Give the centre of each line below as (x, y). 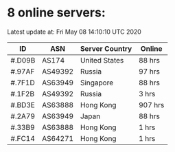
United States (102, 60)
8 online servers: (56, 13)
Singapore (97, 83)
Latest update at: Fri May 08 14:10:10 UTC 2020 (74, 32)
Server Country (106, 48)
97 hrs (149, 72)
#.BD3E (23, 105)
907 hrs (151, 105)
